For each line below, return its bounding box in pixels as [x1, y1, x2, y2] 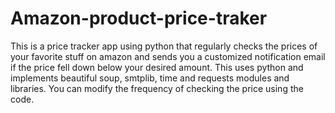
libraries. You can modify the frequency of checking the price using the [10, 82, 304, 94]
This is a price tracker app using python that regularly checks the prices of [10, 40, 318, 52]
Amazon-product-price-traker [10, 7, 268, 30]
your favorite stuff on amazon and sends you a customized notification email [10, 50, 326, 62]
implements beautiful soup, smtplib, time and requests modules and [10, 72, 290, 84]
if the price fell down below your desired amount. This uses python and [10, 61, 304, 73]
